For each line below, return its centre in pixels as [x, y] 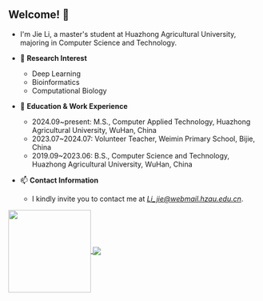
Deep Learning [56, 74]
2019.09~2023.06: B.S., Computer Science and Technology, [131, 155]
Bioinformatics [56, 82]
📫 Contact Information [59, 180]
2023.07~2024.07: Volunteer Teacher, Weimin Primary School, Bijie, [143, 138]
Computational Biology [69, 90]
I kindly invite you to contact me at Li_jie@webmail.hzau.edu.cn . [137, 199]
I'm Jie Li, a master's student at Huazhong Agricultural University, [128, 34]
